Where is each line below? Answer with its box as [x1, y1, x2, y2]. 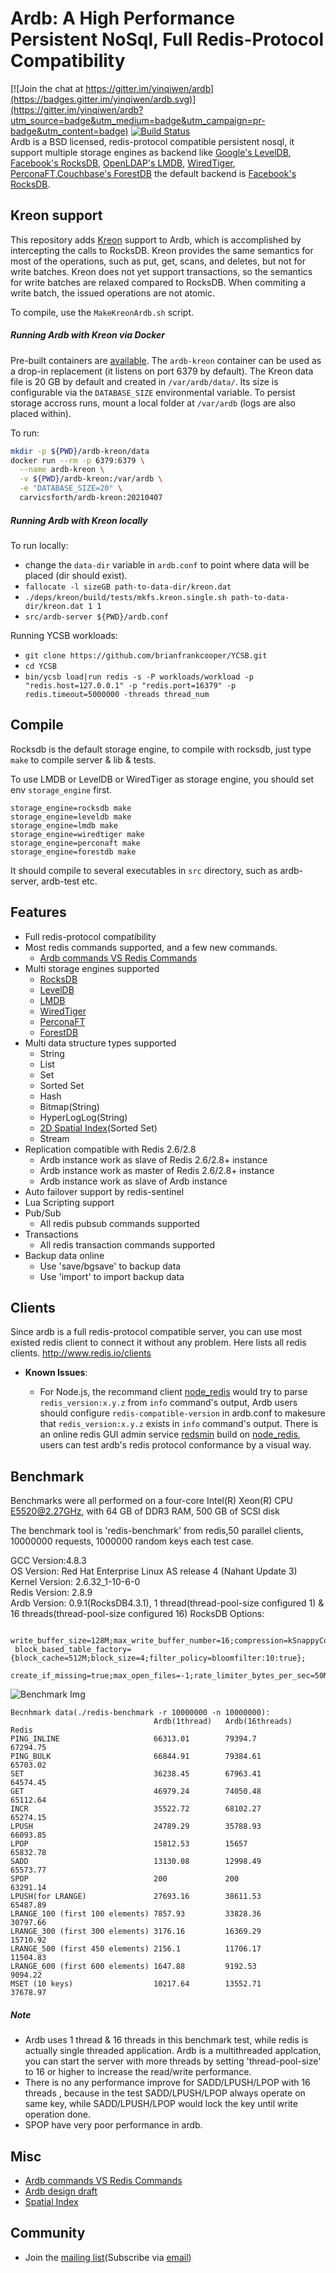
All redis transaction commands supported [39, 1238, 216, 1251]
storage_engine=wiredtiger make [10, 829, 145, 839]
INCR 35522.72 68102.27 [10, 1804, 262, 1814]
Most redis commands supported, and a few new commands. [24, 941, 278, 953]
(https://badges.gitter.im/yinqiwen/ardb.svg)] [10, 93, 197, 105]
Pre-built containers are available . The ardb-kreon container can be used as [10, 354, 322, 366]
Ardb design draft [24, 2185, 98, 2197]
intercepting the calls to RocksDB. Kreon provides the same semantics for [10, 244, 314, 256]
